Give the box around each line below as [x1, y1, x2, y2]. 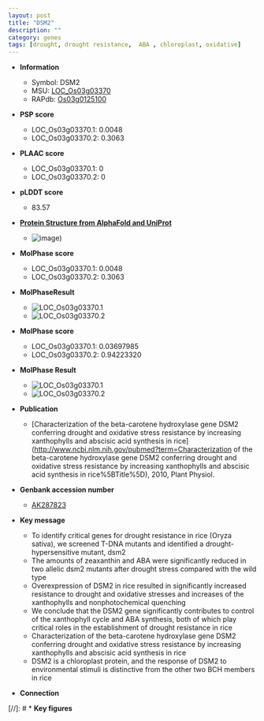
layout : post [8, 11, 51, 20]
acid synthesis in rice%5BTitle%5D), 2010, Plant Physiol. [31, 470, 215, 479]
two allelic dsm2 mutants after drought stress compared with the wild [31, 564, 257, 574]
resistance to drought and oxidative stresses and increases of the [31, 589, 244, 599]
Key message [19, 515, 65, 525]
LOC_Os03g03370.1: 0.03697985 [31, 342, 139, 351]
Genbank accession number [19, 485, 114, 495]
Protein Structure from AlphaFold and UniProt [19, 218, 172, 228]
